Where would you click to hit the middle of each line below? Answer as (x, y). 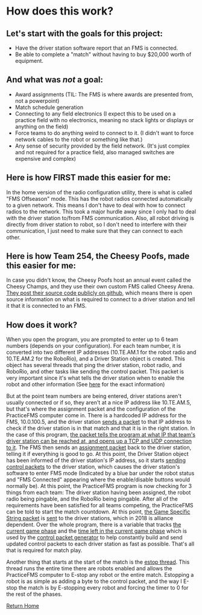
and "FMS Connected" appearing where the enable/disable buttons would (98, 480)
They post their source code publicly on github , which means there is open (99, 293)
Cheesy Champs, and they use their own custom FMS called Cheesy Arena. (100, 287)
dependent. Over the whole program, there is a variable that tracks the (94, 525)
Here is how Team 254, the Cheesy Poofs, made (98, 256)
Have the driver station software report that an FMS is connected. (96, 48)
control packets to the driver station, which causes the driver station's (93, 467)
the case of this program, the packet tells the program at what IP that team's (101, 435)
